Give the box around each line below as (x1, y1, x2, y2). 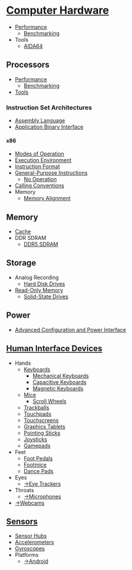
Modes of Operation (14, 150, 64, 157)
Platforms (14, 551, 39, 559)
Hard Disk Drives (23, 280, 65, 287)
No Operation (23, 176, 57, 183)
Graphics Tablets (23, 423, 65, 430)
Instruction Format (14, 163, 61, 170)
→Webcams (14, 499, 45, 506)
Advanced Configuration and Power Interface (14, 326, 127, 333)
